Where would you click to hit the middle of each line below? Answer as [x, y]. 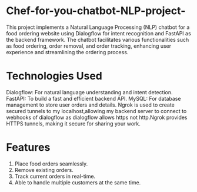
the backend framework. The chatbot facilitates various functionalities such [98, 39]
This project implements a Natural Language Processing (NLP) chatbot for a [98, 27]
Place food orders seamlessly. [51, 164]
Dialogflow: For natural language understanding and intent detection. [89, 92]
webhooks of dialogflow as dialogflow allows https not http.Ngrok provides [97, 117]
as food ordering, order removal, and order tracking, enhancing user [89, 46]
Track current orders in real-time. [55, 176]
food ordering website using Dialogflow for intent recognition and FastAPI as [98, 33]
